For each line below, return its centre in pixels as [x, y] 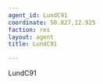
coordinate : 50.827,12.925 [52, 23]
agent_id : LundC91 [38, 15]
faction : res [29, 30]
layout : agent [31, 37]
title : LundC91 [33, 44]
